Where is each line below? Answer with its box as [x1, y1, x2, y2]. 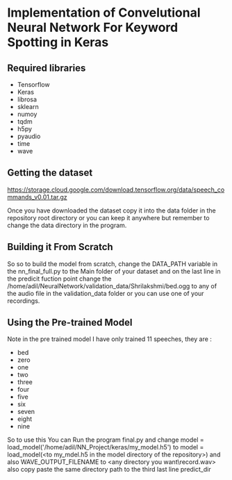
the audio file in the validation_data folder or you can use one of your [7, 289, 204, 297]
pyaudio [17, 132, 41, 140]
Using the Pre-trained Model [7, 317, 133, 329]
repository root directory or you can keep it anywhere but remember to [7, 213, 210, 222]
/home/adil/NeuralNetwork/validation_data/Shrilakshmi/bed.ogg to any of [7, 281, 217, 290]
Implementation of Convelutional [7, 5, 201, 21]
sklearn [17, 103, 40, 110]
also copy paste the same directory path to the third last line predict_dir [7, 465, 211, 474]
